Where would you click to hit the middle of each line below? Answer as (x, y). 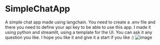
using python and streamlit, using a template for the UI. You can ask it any (79, 32)
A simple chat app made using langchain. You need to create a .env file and (80, 22)
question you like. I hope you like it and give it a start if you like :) (70, 37)
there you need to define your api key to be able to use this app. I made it (78, 27)
